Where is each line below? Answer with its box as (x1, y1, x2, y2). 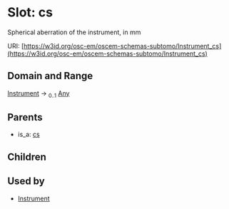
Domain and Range (7, 70, 93, 82)
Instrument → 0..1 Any (7, 88, 70, 99)
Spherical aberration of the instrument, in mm (7, 28, 141, 36)
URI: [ (7, 41, 24, 50)
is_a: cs (17, 130, 41, 139)
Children (7, 151, 46, 163)
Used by (7, 175, 45, 188)
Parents (7, 111, 43, 123)
